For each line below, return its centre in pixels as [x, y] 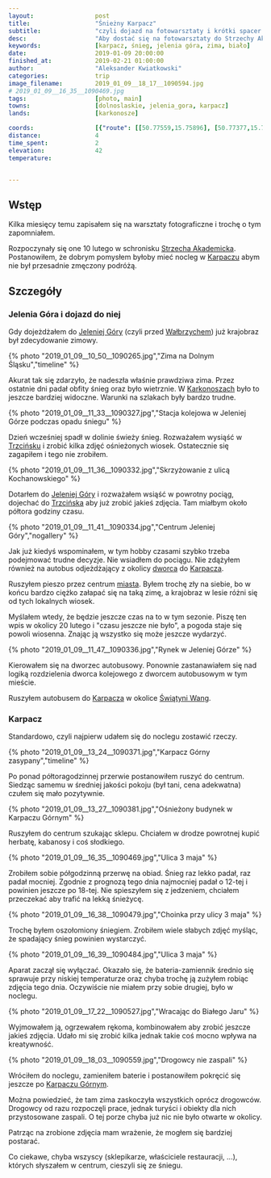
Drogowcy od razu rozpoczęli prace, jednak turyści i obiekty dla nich [122, 1109]
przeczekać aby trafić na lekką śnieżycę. [76, 899]
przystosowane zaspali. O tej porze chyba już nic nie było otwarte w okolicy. [135, 1117]
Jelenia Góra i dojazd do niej [65, 314]
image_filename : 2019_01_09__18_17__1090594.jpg [106, 83]
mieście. [22, 682]
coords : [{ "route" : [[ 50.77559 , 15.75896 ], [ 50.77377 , [129, 128]
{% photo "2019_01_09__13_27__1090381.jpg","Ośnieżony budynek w [121, 809]
